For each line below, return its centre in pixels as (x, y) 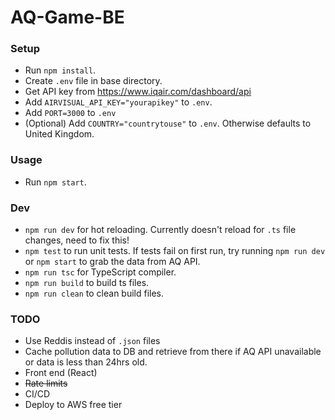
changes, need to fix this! (77, 240)
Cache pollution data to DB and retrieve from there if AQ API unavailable (173, 352)
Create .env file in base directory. (93, 81)
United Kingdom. (59, 134)
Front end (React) (61, 373)
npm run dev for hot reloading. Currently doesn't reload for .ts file (160, 230)
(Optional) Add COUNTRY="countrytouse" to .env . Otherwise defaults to (168, 123)
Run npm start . (55, 182)
